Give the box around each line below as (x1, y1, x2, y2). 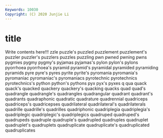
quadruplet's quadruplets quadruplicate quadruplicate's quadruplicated (5, 122, 150, 128)
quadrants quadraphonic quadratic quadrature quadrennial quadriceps (5, 96, 148, 102)
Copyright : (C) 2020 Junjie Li (5, 12, 69, 17)
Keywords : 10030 (5, 7, 38, 12)
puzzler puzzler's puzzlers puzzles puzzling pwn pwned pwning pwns (5, 55, 147, 60)
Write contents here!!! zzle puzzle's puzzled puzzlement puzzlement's (5, 49, 147, 55)
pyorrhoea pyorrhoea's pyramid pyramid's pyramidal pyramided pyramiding (5, 65, 159, 71)
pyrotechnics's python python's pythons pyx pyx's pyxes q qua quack (5, 81, 147, 86)
